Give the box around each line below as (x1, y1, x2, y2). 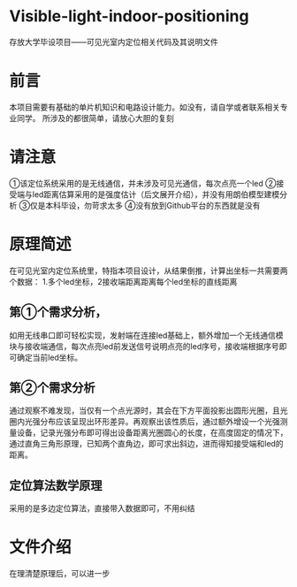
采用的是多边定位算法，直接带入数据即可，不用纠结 (9, 503, 195, 514)
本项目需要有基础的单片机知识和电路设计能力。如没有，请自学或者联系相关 (9, 102, 280, 112)
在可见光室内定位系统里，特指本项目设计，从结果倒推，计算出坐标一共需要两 (9, 265, 288, 276)
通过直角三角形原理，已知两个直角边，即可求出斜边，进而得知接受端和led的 (9, 438, 285, 449)
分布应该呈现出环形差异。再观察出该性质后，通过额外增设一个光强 (39, 416, 280, 427)
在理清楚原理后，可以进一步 (9, 568, 110, 579)
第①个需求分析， (9, 305, 108, 320)
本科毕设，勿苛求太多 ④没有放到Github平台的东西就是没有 (45, 200, 261, 210)
